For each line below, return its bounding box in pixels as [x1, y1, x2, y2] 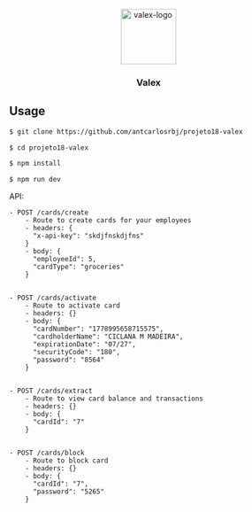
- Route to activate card [25, 301, 121, 310]
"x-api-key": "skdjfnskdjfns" [32, 231, 144, 241]
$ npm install [9, 159, 62, 168]
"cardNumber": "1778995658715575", [32, 324, 164, 334]
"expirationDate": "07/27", [32, 340, 137, 349]
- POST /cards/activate [9, 293, 97, 303]
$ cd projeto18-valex [9, 143, 89, 152]
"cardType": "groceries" [32, 262, 125, 272]
